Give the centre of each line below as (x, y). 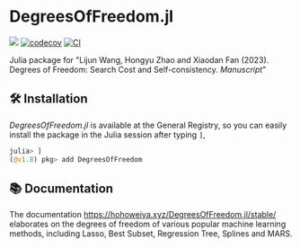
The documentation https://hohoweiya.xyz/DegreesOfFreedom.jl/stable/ (143, 215)
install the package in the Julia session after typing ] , (107, 134)
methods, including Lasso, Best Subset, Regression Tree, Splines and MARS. (151, 234)
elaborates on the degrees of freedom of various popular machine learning (148, 224)
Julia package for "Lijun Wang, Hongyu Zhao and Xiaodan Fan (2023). (139, 59)
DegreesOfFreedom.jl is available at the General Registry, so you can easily (148, 125)
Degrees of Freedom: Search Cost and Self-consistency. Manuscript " (138, 69)
